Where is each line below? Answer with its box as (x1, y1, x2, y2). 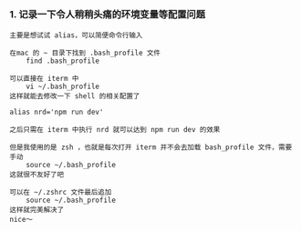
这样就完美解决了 (9, 206, 65, 215)
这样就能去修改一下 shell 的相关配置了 (9, 92, 140, 101)
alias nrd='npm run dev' (9, 107, 104, 117)
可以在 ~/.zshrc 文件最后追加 (9, 188, 112, 197)
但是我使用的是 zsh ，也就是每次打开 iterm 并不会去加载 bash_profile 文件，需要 (9, 143, 293, 152)
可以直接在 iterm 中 (9, 75, 79, 84)
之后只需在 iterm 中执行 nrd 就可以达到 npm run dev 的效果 (9, 126, 221, 135)
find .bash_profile (26, 56, 100, 65)
